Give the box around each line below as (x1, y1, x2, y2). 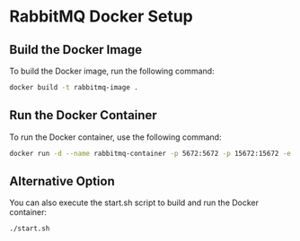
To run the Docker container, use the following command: (9, 132, 222, 142)
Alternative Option (9, 173, 115, 189)
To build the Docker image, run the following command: (9, 65, 215, 76)
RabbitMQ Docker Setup (9, 6, 193, 27)
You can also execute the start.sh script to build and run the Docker (9, 197, 259, 208)
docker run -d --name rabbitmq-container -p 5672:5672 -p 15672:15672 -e (9, 149, 292, 158)
